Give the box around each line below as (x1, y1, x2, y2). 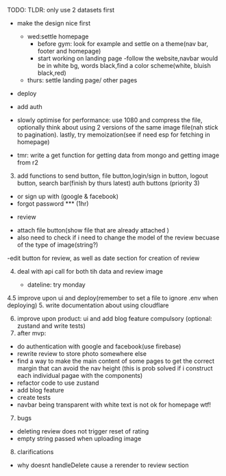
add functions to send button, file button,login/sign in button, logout (16, 171, 209, 180)
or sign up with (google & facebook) (16, 192, 118, 200)
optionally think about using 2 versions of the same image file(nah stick (16, 123, 218, 131)
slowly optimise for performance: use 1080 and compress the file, (16, 116, 203, 124)
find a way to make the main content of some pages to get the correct (16, 357, 214, 365)
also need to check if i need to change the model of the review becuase (16, 233, 220, 241)
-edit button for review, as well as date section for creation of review (7, 254, 200, 262)
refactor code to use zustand (16, 379, 99, 387)
